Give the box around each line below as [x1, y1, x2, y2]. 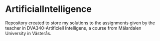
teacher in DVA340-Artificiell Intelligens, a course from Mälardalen [5, 25, 142, 31]
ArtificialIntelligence [5, 3, 92, 15]
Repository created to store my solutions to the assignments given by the [5, 20, 156, 26]
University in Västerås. [5, 30, 51, 36]
